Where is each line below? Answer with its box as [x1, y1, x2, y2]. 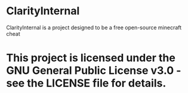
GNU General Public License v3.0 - [6, 64, 181, 77]
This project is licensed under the [6, 51, 176, 65]
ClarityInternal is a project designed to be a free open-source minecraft [6, 24, 182, 31]
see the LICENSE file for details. [6, 76, 167, 90]
